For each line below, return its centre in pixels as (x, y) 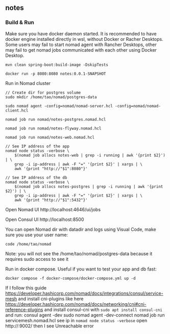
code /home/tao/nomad (28, 244)
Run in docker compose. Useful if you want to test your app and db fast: (81, 269)
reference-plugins (24, 309)
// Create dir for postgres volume (43, 93)
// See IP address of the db (36, 177)
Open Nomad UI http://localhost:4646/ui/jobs (53, 209)
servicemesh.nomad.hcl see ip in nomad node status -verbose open (76, 320)
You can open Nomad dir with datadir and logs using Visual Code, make (81, 229)
